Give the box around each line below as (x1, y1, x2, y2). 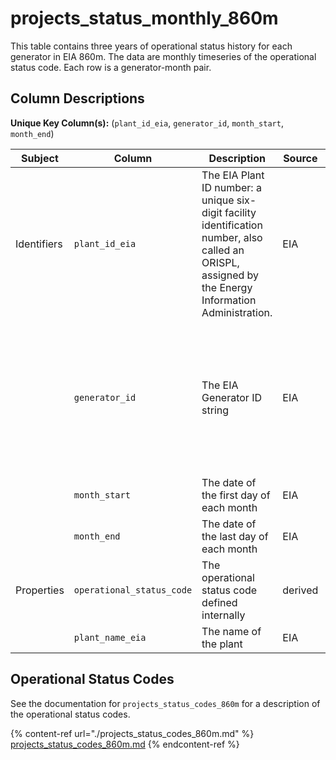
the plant (201, 637, 243, 651)
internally (201, 608, 246, 622)
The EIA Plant (201, 168, 265, 182)
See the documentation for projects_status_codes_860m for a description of (10, 697, 321, 709)
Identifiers (15, 237, 63, 251)
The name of (201, 624, 262, 638)
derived (282, 583, 319, 597)
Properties (15, 583, 65, 597)
